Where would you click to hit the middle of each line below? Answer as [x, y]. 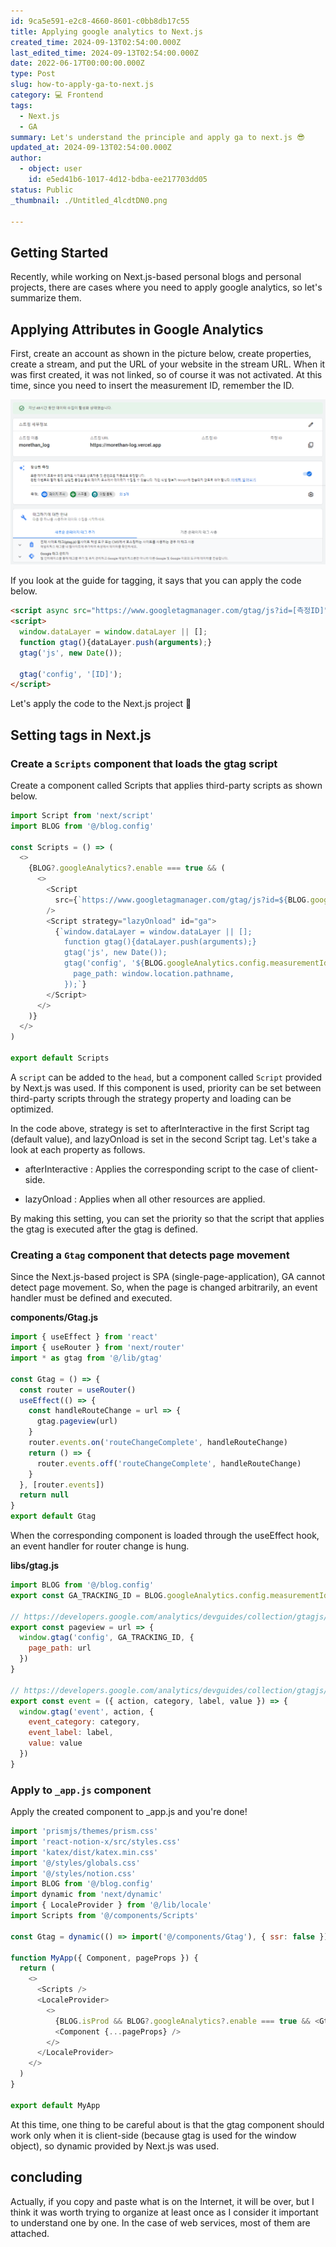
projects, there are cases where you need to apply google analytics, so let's [166, 287]
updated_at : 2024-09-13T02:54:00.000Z [91, 148]
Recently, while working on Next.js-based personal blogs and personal [156, 277]
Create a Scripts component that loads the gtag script [144, 763]
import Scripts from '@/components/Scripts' [104, 1916]
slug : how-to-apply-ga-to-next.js [82, 85]
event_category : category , [84, 1722]
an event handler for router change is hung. [100, 1546]
